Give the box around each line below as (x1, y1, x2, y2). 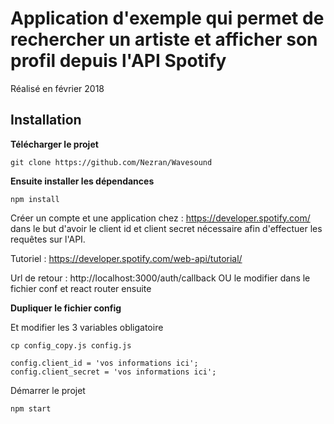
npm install (10, 194, 60, 204)
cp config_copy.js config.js (10, 340, 132, 351)
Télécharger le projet (10, 138, 99, 150)
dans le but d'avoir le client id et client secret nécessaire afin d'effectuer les (10, 222, 323, 234)
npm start (10, 403, 52, 414)
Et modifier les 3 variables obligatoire (10, 321, 164, 333)
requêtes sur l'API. (10, 233, 86, 245)
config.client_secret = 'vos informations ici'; (10, 367, 217, 377)
